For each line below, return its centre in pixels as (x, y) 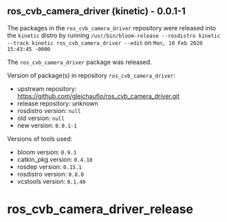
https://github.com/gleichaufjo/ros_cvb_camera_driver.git (98, 96)
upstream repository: (47, 88)
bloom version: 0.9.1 (47, 152)
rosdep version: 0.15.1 (50, 166)
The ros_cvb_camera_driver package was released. (80, 62)
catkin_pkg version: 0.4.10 (55, 159)
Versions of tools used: (40, 139)
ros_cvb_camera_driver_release (100, 209)
